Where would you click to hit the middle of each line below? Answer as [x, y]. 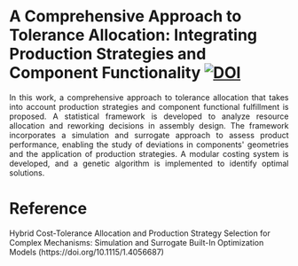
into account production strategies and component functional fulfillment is [149, 106]
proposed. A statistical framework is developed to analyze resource [149, 116]
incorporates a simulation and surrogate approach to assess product [149, 135]
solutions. [27, 172]
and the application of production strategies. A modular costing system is [149, 153]
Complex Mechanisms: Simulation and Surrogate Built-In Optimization [137, 242]
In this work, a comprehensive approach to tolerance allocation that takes [149, 97]
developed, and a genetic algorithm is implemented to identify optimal [149, 163]
